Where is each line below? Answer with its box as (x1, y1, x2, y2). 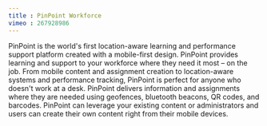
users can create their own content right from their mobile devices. (8, 108, 229, 118)
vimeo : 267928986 (8, 19, 70, 27)
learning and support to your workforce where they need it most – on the (8, 57, 248, 68)
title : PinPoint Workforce (8, 11, 102, 20)
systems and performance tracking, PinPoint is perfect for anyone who (8, 75, 241, 85)
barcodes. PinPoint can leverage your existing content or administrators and (8, 100, 259, 110)
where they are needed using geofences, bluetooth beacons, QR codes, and (8, 92, 260, 101)
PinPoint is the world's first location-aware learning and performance (8, 41, 236, 50)
